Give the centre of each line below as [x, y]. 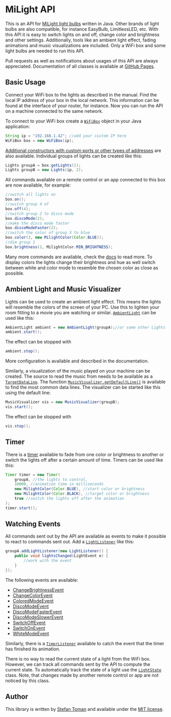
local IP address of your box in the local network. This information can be [82, 100]
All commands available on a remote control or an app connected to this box [86, 180]
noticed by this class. [28, 681]
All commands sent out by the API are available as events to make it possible [86, 536]
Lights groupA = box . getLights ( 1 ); [43, 165]
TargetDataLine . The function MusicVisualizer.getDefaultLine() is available [86, 382]
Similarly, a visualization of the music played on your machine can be [78, 371]
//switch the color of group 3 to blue [48, 233]
